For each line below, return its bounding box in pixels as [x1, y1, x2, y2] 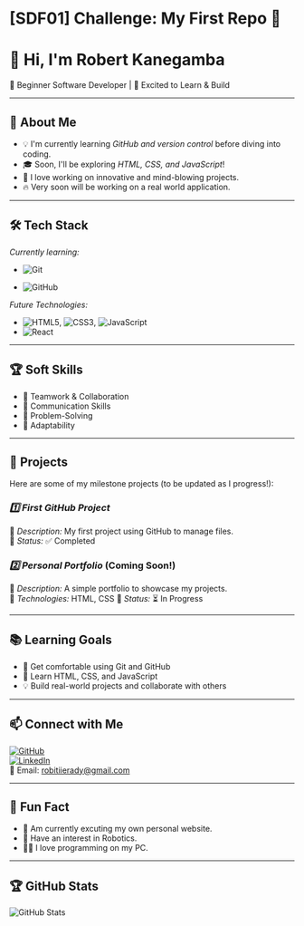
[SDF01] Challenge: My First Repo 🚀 [9, 8, 282, 29]
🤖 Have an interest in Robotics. [22, 833, 138, 844]
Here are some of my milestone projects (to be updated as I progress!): [9, 478, 274, 489]
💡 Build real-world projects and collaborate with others [22, 680, 227, 691]
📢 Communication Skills [22, 400, 111, 411]
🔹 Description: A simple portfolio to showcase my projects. [9, 583, 228, 593]
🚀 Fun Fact [9, 799, 70, 815]
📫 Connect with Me [9, 717, 124, 732]
